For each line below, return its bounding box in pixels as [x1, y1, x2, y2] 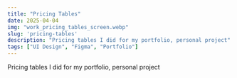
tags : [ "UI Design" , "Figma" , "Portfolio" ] [7, 43, 139, 50]
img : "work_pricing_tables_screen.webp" [7, 23, 130, 30]
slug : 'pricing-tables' [7, 30, 78, 38]
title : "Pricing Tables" [7, 10, 81, 18]
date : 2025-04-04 [7, 17, 59, 24]
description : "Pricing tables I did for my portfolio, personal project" [7, 37, 231, 44]
